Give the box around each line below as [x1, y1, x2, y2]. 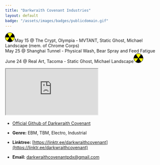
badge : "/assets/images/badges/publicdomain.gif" [5, 18, 109, 23]
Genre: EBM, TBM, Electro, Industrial [12, 130, 87, 136]
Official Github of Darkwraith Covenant [12, 120, 91, 126]
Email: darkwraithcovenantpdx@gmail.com [12, 154, 100, 160]
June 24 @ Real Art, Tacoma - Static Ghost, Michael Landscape [5, 58, 134, 64]
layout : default [5, 13, 38, 18]
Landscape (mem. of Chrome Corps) [5, 43, 80, 49]
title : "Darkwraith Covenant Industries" [5, 8, 91, 13]
